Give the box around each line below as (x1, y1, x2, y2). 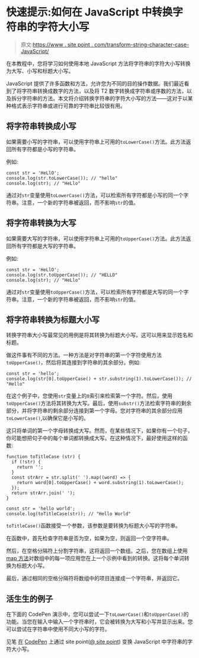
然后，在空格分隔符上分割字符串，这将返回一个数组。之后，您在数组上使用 (6, 547, 188, 555)
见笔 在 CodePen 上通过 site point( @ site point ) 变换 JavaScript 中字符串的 (6, 638, 188, 646)
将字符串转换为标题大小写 (6, 314, 99, 325)
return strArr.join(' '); (11, 490, 76, 496)
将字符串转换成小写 (6, 121, 76, 131)
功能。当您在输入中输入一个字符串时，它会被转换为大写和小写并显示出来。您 (6, 618, 193, 625)
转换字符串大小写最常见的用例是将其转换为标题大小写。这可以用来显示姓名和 (6, 332, 193, 339)
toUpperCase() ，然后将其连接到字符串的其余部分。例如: (6, 359, 141, 366)
